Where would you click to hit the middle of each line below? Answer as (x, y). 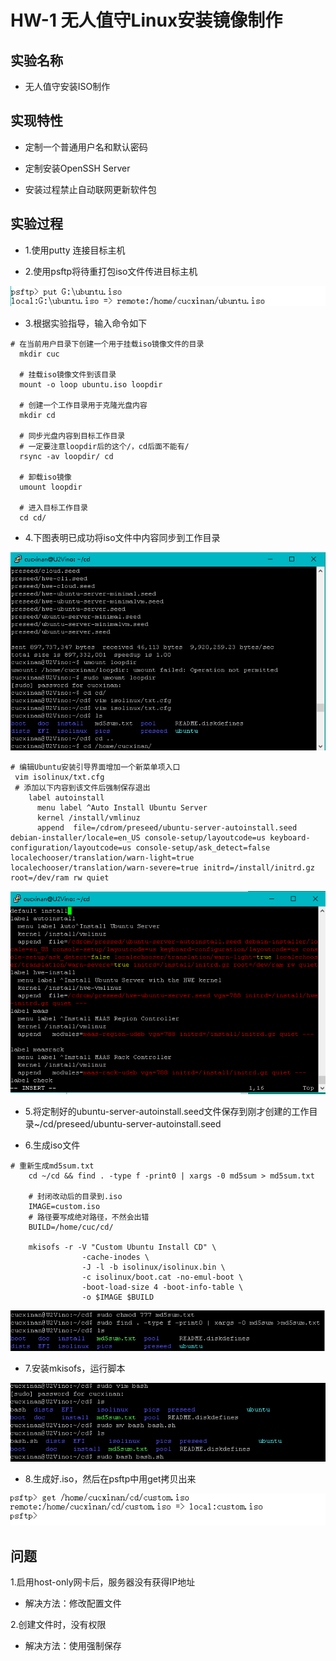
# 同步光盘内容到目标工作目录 (72, 436)
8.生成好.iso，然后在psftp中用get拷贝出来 (110, 1478)
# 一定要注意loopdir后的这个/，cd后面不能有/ (104, 446)
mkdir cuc (39, 354)
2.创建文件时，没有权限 (58, 1625)
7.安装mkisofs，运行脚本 (75, 1368)
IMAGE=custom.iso (64, 1206)
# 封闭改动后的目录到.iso (75, 1196)
